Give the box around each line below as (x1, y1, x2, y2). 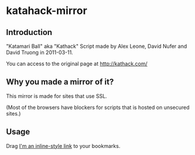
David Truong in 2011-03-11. (6, 49, 73, 56)
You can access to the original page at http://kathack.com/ (6, 60, 148, 67)
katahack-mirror (6, 4, 88, 17)
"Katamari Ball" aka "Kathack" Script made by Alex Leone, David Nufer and (6, 43, 187, 50)
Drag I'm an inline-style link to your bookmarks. (6, 142, 121, 149)
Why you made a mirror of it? (6, 77, 114, 87)
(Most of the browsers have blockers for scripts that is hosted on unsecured (6, 104, 190, 111)
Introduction (6, 27, 53, 37)
